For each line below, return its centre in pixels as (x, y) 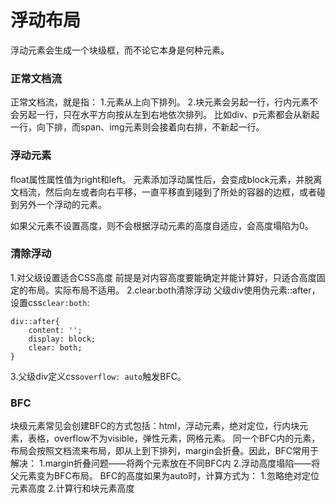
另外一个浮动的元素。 (62, 204)
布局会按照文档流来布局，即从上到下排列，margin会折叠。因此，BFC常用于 (165, 451)
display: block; (62, 339)
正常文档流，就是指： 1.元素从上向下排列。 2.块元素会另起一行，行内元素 (160, 102)
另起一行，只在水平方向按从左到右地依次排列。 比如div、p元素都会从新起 (169, 115)
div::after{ (35, 321)
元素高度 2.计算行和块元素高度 (72, 488)
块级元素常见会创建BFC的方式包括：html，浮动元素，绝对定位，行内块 (155, 426)
